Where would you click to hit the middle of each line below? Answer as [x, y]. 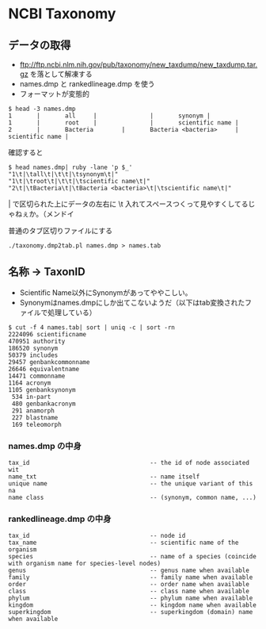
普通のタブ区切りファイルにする [61, 230]
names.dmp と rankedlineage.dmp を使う [87, 84]
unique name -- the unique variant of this [131, 484]
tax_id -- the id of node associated [129, 463]
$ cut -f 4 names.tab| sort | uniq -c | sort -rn [92, 327]
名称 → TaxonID [47, 272]
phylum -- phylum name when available [131, 598]
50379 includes [33, 355]
